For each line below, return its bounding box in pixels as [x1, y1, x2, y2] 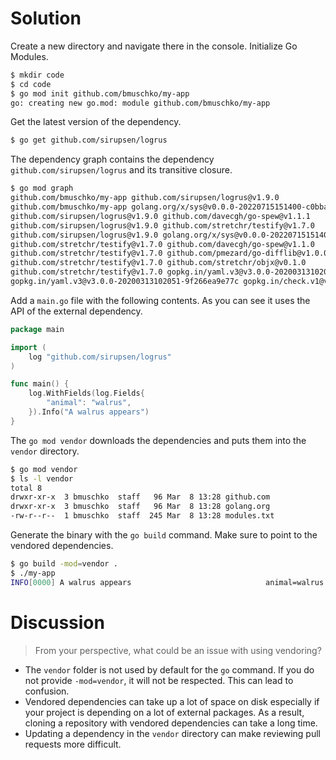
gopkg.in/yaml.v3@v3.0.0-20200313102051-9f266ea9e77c [10, 277, 240, 287]
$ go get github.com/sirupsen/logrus [10, 135, 168, 146]
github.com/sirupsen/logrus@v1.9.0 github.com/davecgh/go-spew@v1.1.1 [10, 211, 311, 221]
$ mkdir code [10, 70, 65, 80]
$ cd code [10, 79, 52, 89]
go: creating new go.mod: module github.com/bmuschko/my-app [10, 98, 271, 108]
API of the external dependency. [10, 305, 143, 317]
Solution [10, 7, 82, 30]
